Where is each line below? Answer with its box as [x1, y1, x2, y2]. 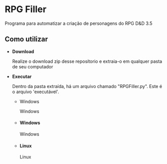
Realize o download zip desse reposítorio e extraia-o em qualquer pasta [12, 58, 162, 64]
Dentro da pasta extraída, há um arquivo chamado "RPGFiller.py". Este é [12, 83, 162, 89]
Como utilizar [5, 35, 49, 44]
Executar [12, 73, 32, 79]
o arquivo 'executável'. [12, 89, 59, 95]
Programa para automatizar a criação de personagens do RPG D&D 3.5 [5, 20, 153, 26]
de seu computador [12, 63, 54, 69]
